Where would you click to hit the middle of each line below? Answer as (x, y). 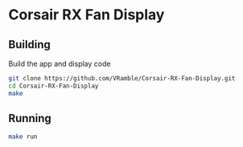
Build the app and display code (60, 63)
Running (30, 118)
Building (29, 45)
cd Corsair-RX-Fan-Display (54, 86)
